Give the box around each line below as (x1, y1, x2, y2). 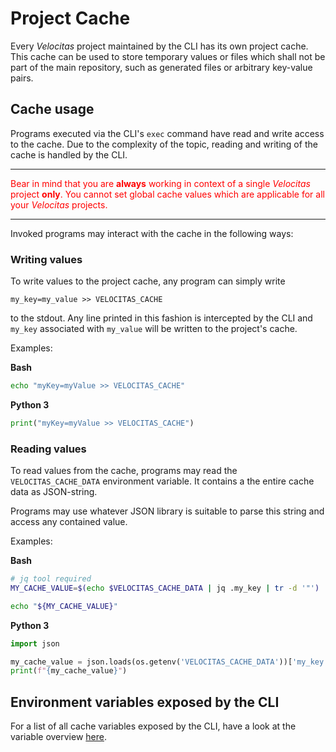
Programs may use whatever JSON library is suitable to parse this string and (10, 505, 325, 517)
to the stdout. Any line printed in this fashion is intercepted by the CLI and (10, 312, 313, 324)
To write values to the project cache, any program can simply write (10, 275, 286, 287)
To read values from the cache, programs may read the (10, 465, 238, 477)
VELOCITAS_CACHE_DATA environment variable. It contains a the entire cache (10, 475, 315, 487)
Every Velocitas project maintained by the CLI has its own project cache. (10, 40, 309, 52)
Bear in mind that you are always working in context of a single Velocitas (10, 177, 311, 189)
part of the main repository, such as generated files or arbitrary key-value (10, 61, 313, 73)
